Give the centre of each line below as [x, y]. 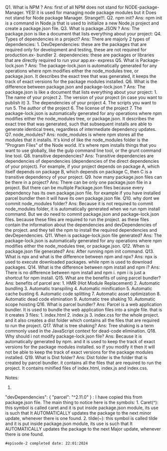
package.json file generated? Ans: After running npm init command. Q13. [80, 251]
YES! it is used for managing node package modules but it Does [91, 12]
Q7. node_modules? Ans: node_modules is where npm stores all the [74, 135]
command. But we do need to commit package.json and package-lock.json [82, 214]
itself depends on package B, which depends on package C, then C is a [79, 172]
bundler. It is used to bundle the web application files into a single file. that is [84, 310]
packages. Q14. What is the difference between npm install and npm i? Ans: [83, 267]
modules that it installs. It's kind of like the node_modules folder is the [77, 140]
